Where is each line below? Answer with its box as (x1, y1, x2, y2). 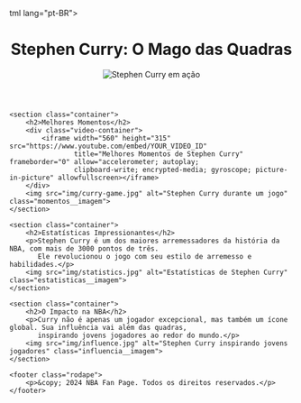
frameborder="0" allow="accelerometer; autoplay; (9, 157, 200, 166)
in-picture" (9, 173, 54, 182)
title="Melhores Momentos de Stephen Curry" (73, 149, 244, 159)
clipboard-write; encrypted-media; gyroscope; (73, 165, 252, 174)
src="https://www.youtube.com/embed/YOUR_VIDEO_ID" (9, 142, 207, 151)
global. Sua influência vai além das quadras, (9, 323, 187, 332)
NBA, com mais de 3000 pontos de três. (9, 243, 160, 253)
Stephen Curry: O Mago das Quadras (10, 40, 293, 60)
